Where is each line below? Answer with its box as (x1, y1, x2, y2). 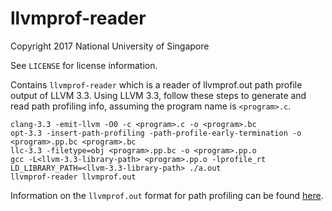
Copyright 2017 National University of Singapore (10, 40, 210, 52)
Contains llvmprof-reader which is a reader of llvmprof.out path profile (10, 78, 303, 91)
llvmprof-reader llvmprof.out (10, 172, 137, 182)
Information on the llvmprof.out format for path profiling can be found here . (10, 189, 324, 201)
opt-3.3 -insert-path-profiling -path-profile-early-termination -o (10, 128, 302, 138)
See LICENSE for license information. (10, 59, 158, 71)
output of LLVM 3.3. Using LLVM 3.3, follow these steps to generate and (10, 89, 307, 101)
